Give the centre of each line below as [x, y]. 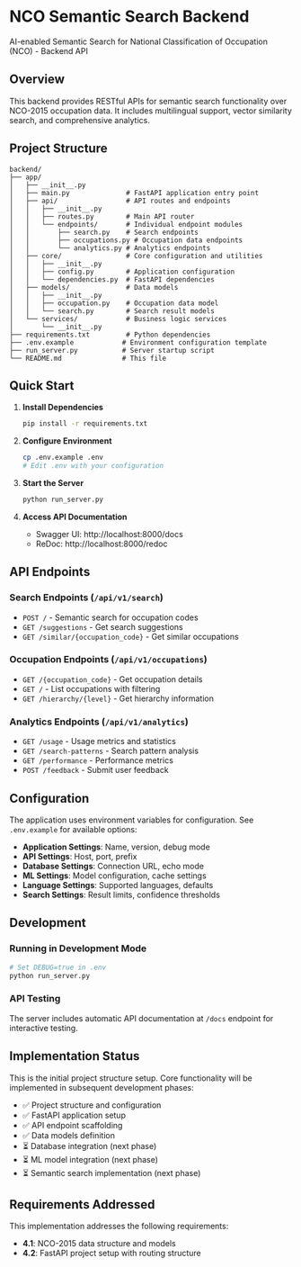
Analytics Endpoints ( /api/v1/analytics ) [99, 722]
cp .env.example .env [62, 458]
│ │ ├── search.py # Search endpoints [104, 232]
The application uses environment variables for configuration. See [132, 820]
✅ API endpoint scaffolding [72, 1125]
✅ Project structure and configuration [92, 1105]
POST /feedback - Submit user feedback [95, 770]
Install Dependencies [62, 408]
